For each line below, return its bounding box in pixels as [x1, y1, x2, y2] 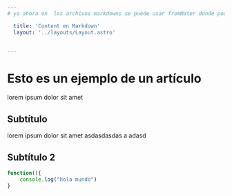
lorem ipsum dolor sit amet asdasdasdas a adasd [7, 131, 146, 140]
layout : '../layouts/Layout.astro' [13, 29, 116, 36]
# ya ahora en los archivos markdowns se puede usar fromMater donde [7, 10, 215, 17]
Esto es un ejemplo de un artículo [7, 70, 202, 86]
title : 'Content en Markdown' [13, 22, 100, 30]
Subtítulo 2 [7, 151, 55, 163]
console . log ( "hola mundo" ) [19, 176, 97, 183]
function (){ [7, 169, 41, 176]
